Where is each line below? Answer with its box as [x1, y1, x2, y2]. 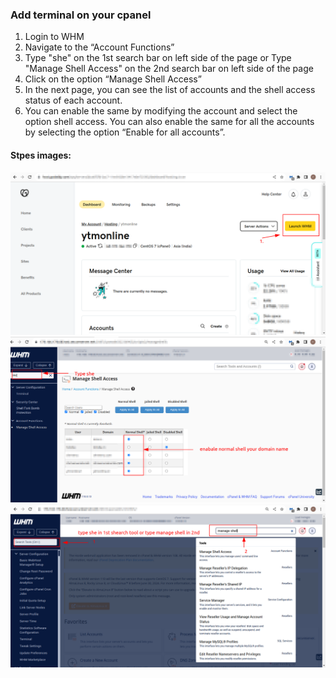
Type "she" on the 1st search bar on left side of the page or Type [24, 52, 292, 64]
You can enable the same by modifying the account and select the [24, 105, 298, 117]
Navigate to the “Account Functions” [24, 41, 175, 53]
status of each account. [24, 94, 123, 107]
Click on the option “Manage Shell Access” [24, 73, 202, 85]
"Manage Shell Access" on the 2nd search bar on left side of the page [24, 63, 314, 75]
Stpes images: [10, 149, 72, 161]
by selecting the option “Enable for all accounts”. [24, 126, 226, 138]
